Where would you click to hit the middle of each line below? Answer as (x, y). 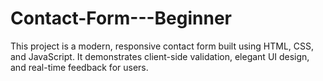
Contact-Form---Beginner (121, 18)
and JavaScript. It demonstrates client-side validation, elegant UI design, (160, 56)
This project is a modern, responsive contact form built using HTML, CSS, (162, 46)
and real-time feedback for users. (79, 67)
